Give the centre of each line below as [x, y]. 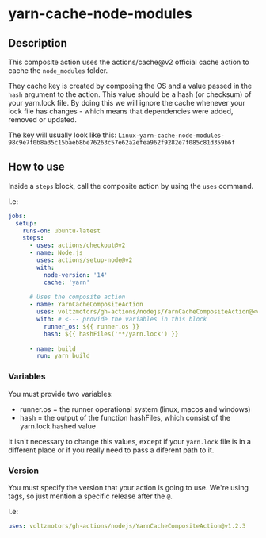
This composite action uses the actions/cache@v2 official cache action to [129, 62]
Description [38, 43]
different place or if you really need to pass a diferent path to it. [111, 450]
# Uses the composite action [77, 297]
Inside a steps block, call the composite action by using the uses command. [131, 186]
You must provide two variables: [61, 394]
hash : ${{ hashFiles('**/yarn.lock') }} [111, 334]
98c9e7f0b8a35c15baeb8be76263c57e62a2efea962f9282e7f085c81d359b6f [122, 143]
